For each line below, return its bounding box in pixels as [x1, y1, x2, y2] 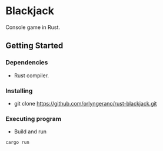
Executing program [5, 114, 62, 123]
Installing [5, 87, 33, 95]
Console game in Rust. [5, 24, 60, 31]
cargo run [5, 140, 30, 146]
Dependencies [5, 58, 48, 67]
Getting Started [5, 41, 64, 51]
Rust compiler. [14, 72, 49, 79]
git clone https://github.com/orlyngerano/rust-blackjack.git [14, 100, 157, 107]
